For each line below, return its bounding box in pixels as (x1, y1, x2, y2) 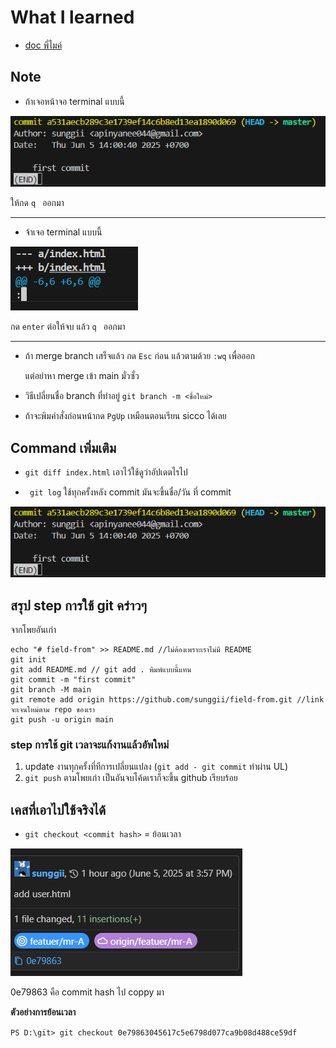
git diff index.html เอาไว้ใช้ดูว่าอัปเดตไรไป (24, 466, 188, 478)
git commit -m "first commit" (10, 675, 137, 685)
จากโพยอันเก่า (10, 624, 57, 636)
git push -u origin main (10, 715, 114, 725)
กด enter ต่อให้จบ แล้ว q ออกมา (10, 321, 126, 333)
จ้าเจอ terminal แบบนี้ (24, 226, 103, 238)
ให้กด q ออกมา (10, 197, 65, 209)
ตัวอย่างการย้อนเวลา (10, 1006, 77, 1018)
